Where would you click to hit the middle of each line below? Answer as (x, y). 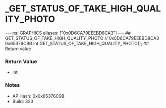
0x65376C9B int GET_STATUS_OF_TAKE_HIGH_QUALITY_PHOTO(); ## (77, 43)
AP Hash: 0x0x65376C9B (38, 96)
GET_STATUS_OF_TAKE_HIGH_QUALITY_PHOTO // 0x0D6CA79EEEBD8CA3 (82, 38)
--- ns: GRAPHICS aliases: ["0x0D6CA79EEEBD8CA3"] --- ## (68, 33)
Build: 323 (23, 101)
